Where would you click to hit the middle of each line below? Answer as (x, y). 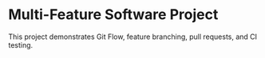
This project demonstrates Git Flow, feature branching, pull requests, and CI (133, 37)
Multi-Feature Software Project (113, 15)
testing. (21, 44)
